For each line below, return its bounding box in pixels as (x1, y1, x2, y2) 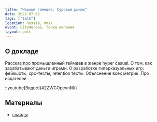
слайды (12, 111, 28, 117)
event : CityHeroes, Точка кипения (5, 25, 75, 30)
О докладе (5, 47, 39, 55)
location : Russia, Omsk (5, 20, 53, 26)
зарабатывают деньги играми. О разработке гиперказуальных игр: (5, 65, 144, 71)
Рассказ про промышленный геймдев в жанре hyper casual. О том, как (5, 60, 152, 66)
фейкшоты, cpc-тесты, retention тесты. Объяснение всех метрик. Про (5, 70, 149, 76)
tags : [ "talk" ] (5, 16, 36, 21)
